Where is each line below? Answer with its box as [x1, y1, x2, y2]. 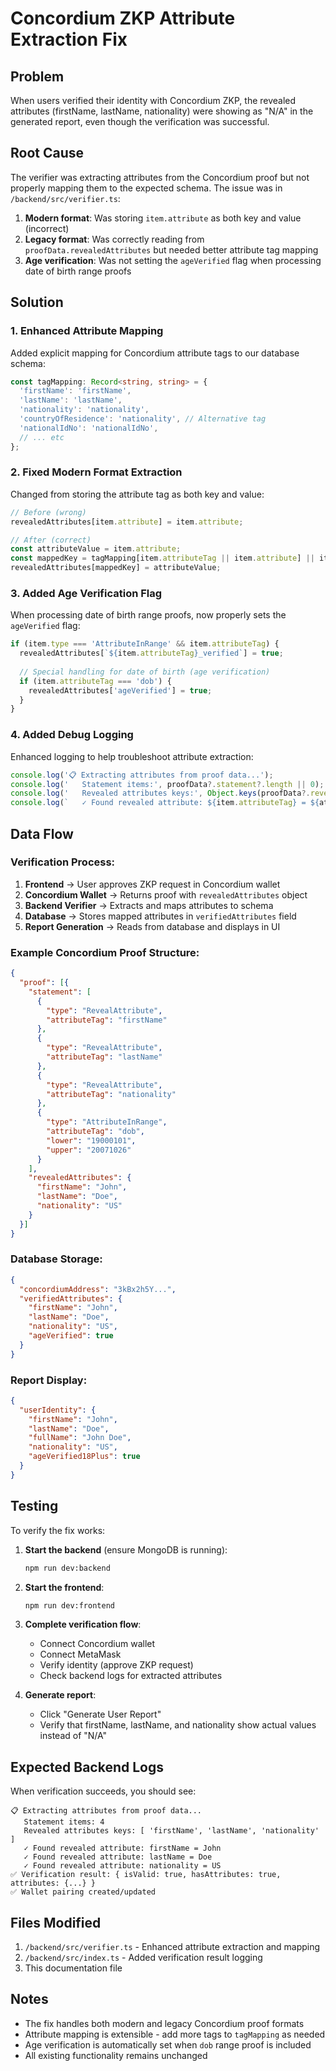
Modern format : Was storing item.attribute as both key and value [24, 212, 302, 224]
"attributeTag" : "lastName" [46, 1052, 163, 1062]
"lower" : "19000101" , [46, 1135, 137, 1146]
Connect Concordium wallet [39, 1638, 156, 1650]
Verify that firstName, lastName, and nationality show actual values [39, 1719, 317, 1731]
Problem [10, 68, 65, 85]
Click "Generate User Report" [39, 1708, 162, 1721]
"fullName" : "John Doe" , [28, 1433, 132, 1443]
